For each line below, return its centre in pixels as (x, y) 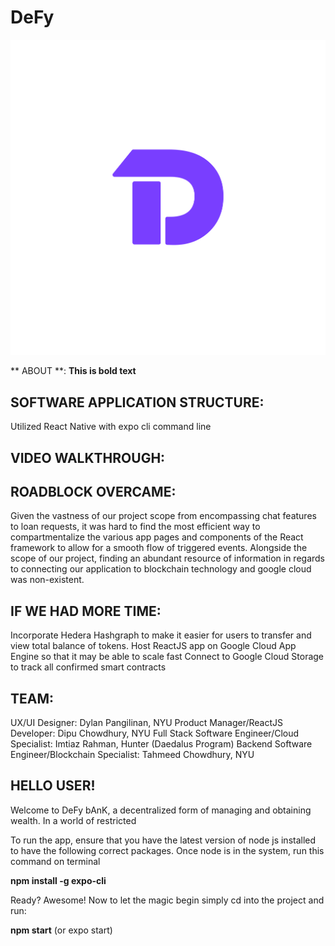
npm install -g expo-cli (58, 880)
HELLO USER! (53, 786)
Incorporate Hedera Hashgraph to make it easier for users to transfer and (161, 635)
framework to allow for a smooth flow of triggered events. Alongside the (159, 548)
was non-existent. (47, 580)
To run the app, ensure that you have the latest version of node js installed (163, 840)
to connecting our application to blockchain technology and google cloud (161, 569)
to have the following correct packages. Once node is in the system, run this (167, 850)
